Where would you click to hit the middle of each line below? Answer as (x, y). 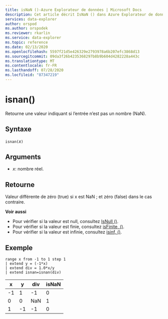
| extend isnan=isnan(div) (33, 272)
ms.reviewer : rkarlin (28, 33)
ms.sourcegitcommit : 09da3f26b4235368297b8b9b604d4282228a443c (72, 56)
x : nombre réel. (28, 169)
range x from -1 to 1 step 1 (35, 259)
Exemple (19, 248)
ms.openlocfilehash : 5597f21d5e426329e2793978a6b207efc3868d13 (72, 51)
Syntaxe (18, 129)
